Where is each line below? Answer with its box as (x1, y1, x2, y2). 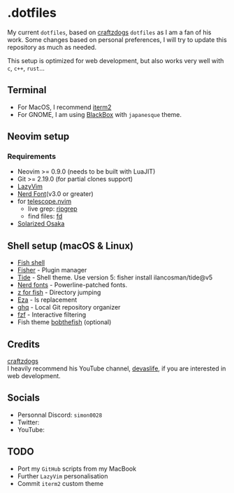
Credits (7, 338, 41, 350)
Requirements (7, 152, 57, 162)
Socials (7, 392, 41, 404)
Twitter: (17, 418, 40, 426)
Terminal (7, 84, 47, 96)
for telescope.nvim (17, 197, 72, 206)
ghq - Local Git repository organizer (17, 303, 121, 312)
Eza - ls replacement (17, 296, 78, 304)
